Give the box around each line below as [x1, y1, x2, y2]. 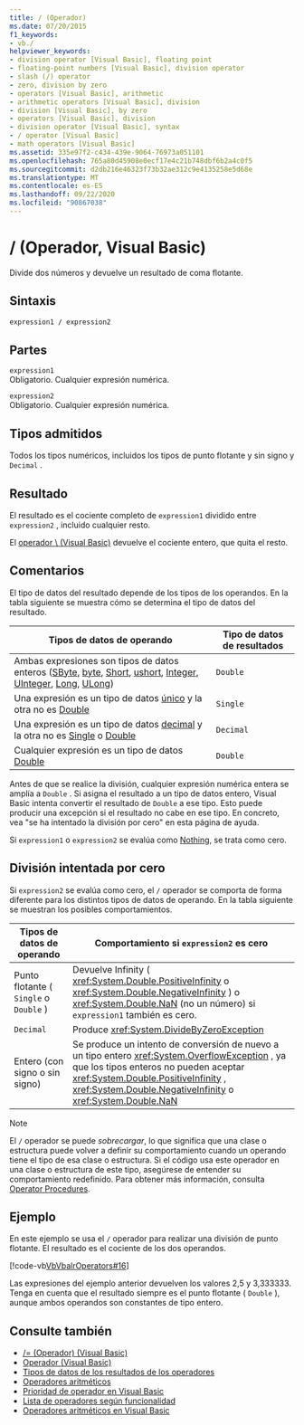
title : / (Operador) [9, 13, 88, 23]
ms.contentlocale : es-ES [9, 182, 103, 191]
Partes [9, 342, 48, 357]
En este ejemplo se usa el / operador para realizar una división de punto [9, 1233, 279, 1244]
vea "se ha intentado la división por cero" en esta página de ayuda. [9, 816, 260, 828]
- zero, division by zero [9, 81, 107, 90]
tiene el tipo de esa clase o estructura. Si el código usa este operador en [9, 1154, 280, 1165]
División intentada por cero [9, 860, 166, 876]
